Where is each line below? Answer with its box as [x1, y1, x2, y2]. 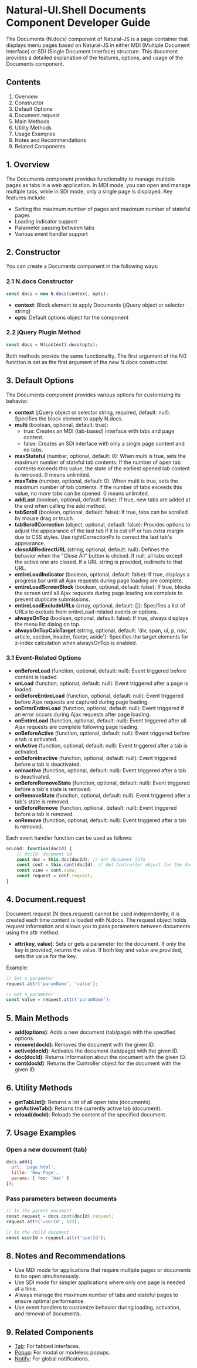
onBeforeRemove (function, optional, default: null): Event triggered [14, 804, 177, 811]
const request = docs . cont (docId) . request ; [6, 1213, 114, 1220]
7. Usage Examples [6, 1128, 76, 1138]
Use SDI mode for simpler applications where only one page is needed [14, 1279, 185, 1286]
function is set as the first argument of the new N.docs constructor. [6, 358, 169, 365]
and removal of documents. [14, 1310, 81, 1317]
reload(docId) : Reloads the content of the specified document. [14, 1111, 167, 1118]
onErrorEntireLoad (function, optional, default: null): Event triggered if [14, 704, 185, 711]
